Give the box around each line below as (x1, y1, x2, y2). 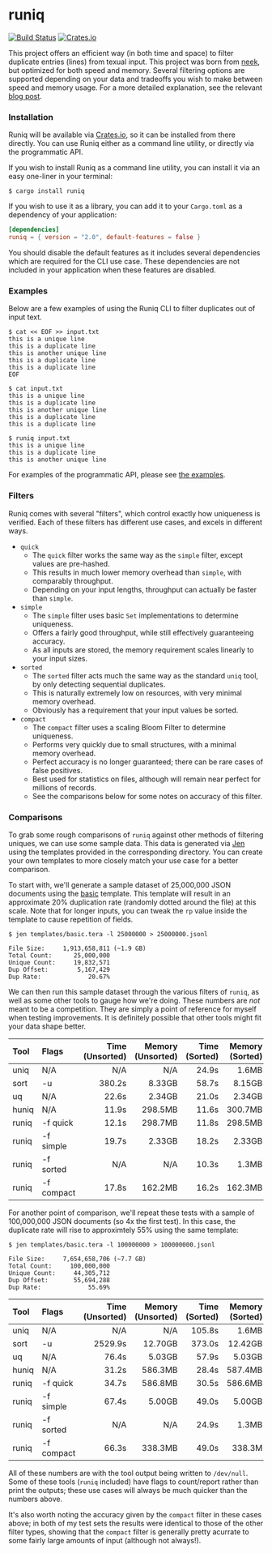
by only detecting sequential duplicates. (32, 679, 166, 689)
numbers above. (8, 1494, 63, 1504)
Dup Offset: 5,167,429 (8, 965, 111, 973)
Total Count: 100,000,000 (8, 1262, 111, 1270)
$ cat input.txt (8, 385, 63, 393)
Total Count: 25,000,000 (8, 951, 111, 960)
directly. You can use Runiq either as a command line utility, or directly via (8, 139, 255, 148)
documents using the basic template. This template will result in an (8, 888, 231, 898)
